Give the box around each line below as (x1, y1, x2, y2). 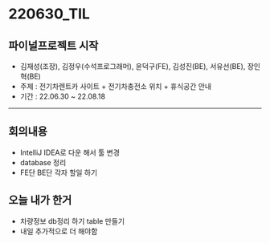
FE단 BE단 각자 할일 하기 (19, 168, 98, 177)
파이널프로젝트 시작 (8, 38, 99, 52)
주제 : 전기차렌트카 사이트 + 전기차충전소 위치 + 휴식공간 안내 (19, 82, 211, 91)
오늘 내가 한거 (8, 193, 72, 207)
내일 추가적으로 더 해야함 (19, 226, 98, 236)
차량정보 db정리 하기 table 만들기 (19, 216, 125, 225)
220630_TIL (8, 5, 91, 23)
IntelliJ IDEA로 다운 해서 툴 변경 (19, 148, 121, 157)
